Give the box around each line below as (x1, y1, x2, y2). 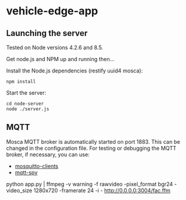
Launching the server (6, 28, 88, 38)
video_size (6, 187, 33, 194)
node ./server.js (6, 106, 50, 112)
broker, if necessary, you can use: (6, 151, 90, 158)
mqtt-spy (14, 169, 38, 176)
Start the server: (6, 89, 47, 96)
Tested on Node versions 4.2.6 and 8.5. (6, 44, 103, 51)
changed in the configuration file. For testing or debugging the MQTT (6, 144, 176, 151)
